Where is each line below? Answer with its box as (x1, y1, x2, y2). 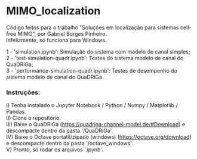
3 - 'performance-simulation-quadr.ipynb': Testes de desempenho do (6, 67, 177, 74)
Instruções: (6, 88, 41, 96)
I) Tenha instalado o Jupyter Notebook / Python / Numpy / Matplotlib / (6, 102, 178, 109)
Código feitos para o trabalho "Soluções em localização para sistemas (6, 24, 179, 31)
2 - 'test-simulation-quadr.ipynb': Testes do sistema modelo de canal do (6, 54, 184, 61)
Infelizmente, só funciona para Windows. (6, 36, 107, 43)
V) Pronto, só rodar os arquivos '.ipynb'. (6, 146, 103, 153)
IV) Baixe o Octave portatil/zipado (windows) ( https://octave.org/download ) (6, 133, 192, 141)
